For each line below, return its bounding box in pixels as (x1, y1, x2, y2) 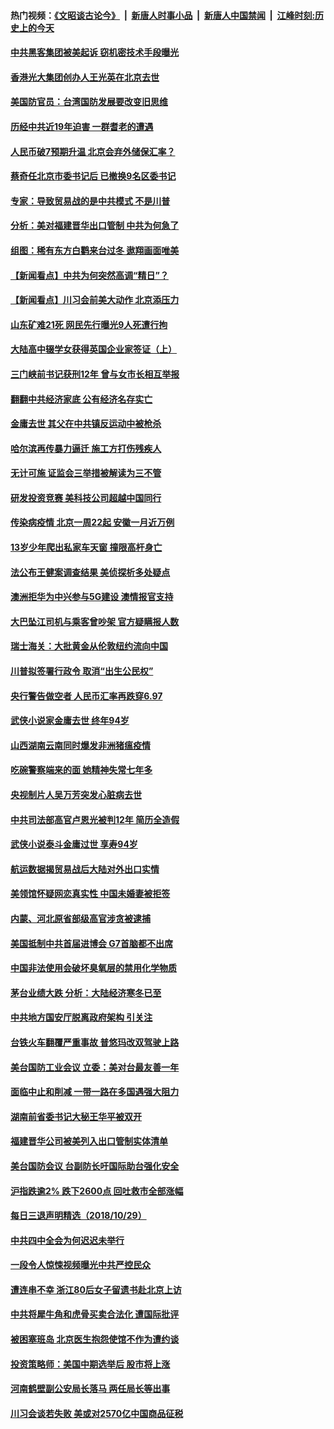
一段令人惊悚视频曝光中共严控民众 (10, 1259, 151, 1271)
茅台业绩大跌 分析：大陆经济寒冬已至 (10, 986, 162, 999)
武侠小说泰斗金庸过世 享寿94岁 (10, 838, 138, 850)
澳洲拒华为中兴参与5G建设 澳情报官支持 (10, 591, 174, 603)
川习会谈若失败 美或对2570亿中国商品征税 (10, 1407, 184, 1419)
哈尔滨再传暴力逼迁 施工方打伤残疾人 (10, 442, 162, 454)
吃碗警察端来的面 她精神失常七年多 (10, 764, 153, 776)
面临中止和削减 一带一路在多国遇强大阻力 (10, 1086, 180, 1098)
